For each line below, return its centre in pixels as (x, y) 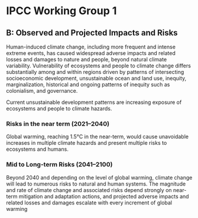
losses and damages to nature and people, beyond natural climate (87, 59)
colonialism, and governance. (42, 91)
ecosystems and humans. (38, 149)
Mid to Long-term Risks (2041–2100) (59, 165)
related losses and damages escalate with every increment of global (89, 203)
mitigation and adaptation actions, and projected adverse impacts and (104, 196)
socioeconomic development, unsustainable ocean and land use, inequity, (96, 78)
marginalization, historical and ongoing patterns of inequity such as (88, 84)
